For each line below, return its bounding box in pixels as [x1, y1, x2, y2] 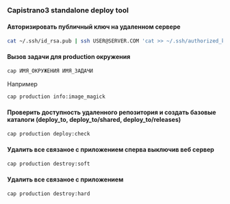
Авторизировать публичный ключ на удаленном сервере [7, 23, 181, 31]
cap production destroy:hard [7, 190, 90, 197]
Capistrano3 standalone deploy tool [7, 5, 129, 15]
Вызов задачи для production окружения [7, 52, 131, 60]
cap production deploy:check [7, 131, 90, 138]
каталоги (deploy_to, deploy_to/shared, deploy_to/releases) [7, 115, 181, 123]
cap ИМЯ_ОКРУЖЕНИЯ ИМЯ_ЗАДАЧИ [7, 68, 94, 75]
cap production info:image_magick [7, 93, 106, 101]
